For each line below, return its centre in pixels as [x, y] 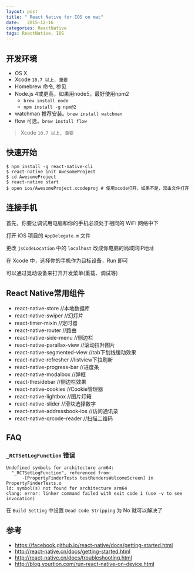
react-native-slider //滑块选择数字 [55, 404]
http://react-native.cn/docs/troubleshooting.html [73, 557]
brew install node [46, 100]
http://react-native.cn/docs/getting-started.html [73, 551]
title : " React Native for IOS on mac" [55, 17]
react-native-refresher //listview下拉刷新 [64, 360]
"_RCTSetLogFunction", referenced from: [61, 473]
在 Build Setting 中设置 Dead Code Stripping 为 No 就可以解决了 [84, 510]
